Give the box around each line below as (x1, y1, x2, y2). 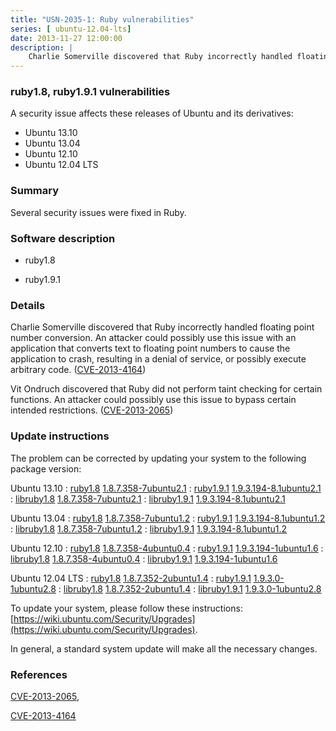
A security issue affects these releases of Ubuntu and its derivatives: (10, 107, 294, 120)
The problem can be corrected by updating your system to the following (10, 452, 307, 464)
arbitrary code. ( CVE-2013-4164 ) (10, 364, 147, 376)
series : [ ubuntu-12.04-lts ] (10, 24, 132, 34)
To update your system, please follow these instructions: (10, 602, 243, 614)
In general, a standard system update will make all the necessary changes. (10, 642, 318, 655)
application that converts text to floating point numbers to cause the (10, 342, 291, 355)
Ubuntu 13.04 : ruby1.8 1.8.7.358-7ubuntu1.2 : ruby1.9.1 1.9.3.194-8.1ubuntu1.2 (10, 512, 326, 524)
